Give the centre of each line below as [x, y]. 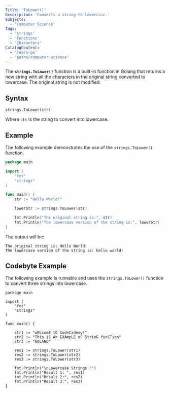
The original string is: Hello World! [46, 246]
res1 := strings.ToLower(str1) [47, 350]
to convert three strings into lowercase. [46, 283]
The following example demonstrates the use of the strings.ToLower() [79, 147]
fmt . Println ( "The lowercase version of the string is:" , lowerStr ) [87, 222]
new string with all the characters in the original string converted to [75, 77]
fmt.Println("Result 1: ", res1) [50, 373]
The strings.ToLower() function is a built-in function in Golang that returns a [85, 72]
